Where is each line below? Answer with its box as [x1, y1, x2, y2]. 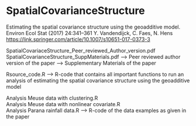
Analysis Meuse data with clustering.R [6, 94, 98, 101]
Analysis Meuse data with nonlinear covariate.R [6, 100, 121, 107]
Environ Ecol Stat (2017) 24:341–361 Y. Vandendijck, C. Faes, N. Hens [6, 29, 173, 36]
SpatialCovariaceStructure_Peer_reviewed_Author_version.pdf [6, 47, 156, 54]
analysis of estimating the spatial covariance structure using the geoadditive [6, 77, 190, 84]
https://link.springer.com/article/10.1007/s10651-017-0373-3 [6, 36, 150, 43]
